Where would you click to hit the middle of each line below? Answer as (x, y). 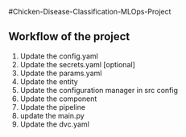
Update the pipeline (53, 107)
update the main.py (52, 115)
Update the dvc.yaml (55, 124)
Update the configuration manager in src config (99, 90)
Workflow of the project (69, 36)
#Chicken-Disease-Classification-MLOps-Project (90, 12)
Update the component (58, 99)
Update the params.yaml (61, 73)
